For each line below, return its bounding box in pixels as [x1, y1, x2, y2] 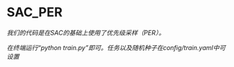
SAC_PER [6, 4, 63, 20]
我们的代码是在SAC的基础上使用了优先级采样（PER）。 [6, 28, 165, 37]
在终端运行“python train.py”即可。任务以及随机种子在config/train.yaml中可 [6, 43, 226, 51]
